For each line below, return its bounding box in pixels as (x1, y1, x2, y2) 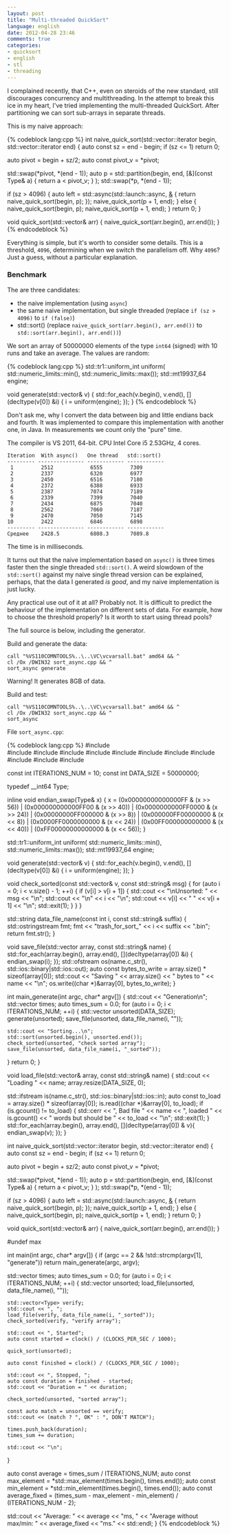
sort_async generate (7, 665, 67, 671)
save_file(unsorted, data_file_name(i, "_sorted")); (7, 1046, 162, 1052)
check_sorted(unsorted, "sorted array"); (7, 1396, 128, 1403)
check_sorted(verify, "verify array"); (7, 1317, 122, 1324)
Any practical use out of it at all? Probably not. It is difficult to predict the (7, 598, 212, 606)
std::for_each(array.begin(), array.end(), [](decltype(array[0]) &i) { (7, 950, 194, 958)
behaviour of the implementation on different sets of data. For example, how (7, 605, 223, 614)
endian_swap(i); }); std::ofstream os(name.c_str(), (7, 957, 148, 965)
